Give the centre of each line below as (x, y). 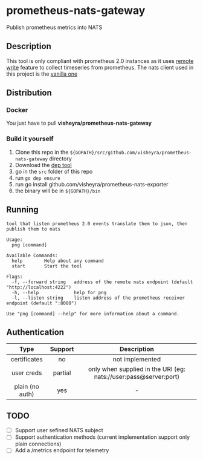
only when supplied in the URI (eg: (137, 369)
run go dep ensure (37, 178)
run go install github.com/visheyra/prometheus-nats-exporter (92, 184)
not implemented (137, 360)
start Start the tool (47, 266)
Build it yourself (30, 139)
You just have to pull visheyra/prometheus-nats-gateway (79, 123)
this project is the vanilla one (42, 74)
